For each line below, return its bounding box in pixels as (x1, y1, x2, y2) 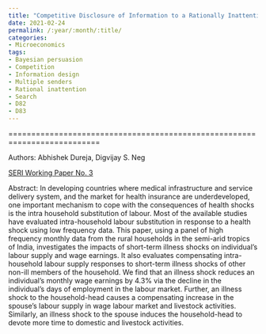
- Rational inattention (8, 85, 87, 93)
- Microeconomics (8, 41, 66, 49)
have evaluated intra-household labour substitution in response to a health (8, 217, 251, 226)
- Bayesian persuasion (8, 56, 83, 64)
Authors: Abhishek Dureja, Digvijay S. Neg (8, 153, 146, 162)
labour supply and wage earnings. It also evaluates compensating (8, 251, 223, 260)
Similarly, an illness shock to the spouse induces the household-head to (8, 309, 243, 319)
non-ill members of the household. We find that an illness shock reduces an (8, 268, 255, 277)
